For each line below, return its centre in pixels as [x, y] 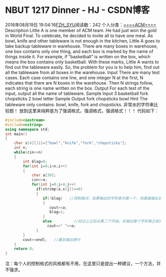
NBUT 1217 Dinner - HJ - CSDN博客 [77, 10]
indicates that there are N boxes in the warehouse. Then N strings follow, [79, 83]
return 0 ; [24, 249]
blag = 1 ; [57, 212]
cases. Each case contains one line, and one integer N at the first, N [74, 78]
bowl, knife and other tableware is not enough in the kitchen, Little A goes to [83, 41]
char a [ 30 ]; [44, 175]
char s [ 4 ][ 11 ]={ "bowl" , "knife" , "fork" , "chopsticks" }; [70, 143]
